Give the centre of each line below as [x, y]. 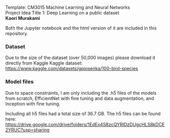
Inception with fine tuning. [33, 103]
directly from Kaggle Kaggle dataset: [44, 63]
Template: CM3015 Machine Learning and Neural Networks [68, 7]
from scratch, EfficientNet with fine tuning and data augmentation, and [80, 98]
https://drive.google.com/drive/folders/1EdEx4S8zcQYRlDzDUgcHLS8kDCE [85, 124]
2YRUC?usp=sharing [27, 130]
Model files [20, 82]
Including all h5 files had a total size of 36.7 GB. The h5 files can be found [83, 114]
